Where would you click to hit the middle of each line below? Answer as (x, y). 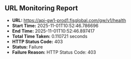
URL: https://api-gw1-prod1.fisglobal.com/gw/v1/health (69, 20)
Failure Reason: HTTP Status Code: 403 (54, 52)
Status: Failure (27, 46)
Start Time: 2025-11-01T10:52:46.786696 (55, 25)
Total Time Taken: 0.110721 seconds (50, 36)
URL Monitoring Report (42, 8)
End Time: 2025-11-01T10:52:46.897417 (53, 31)
